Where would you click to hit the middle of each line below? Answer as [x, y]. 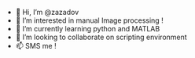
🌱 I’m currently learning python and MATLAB [88, 29]
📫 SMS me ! [36, 46]
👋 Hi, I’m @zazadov [47, 12]
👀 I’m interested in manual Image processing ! [89, 20]
